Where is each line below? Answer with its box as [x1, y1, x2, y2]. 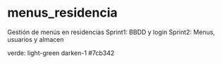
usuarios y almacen [7, 35, 64, 43]
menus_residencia [7, 5, 118, 21]
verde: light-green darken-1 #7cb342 [7, 49, 115, 57]
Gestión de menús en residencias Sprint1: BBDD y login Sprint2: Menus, [7, 28, 216, 36]
